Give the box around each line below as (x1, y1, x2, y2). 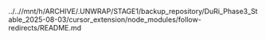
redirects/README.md (8, 23, 82, 32)
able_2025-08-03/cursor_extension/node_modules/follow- (8, 15, 201, 24)
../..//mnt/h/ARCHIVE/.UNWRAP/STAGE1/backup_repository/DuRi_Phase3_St (8, 7, 258, 16)
